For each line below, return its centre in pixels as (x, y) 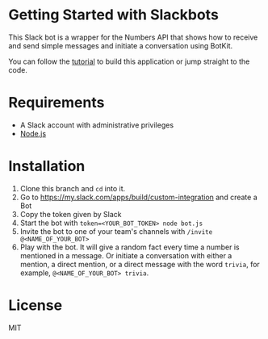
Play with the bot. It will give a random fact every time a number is (130, 247)
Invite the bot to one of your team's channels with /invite (116, 231)
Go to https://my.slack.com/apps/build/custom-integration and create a (138, 197)
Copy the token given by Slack (71, 214)
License (36, 305)
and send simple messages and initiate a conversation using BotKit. (121, 45)
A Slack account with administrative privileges (97, 125)
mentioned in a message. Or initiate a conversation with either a (126, 255)
